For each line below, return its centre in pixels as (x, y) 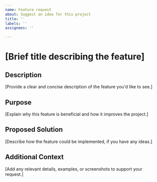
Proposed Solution (34, 129)
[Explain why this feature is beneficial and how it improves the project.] (77, 114)
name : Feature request (28, 10)
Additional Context (34, 157)
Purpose (18, 102)
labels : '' (16, 23)
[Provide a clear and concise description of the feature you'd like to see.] (79, 87)
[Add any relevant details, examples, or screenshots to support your (74, 169)
